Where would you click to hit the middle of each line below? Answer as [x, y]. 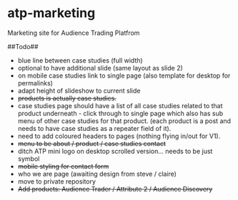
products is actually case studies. [67, 98]
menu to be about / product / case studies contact [92, 143]
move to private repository [57, 181]
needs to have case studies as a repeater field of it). [94, 128]
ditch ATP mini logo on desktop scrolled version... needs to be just [115, 151]
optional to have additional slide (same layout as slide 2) [100, 68]
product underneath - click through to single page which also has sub [120, 113]
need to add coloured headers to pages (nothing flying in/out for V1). [119, 136]
